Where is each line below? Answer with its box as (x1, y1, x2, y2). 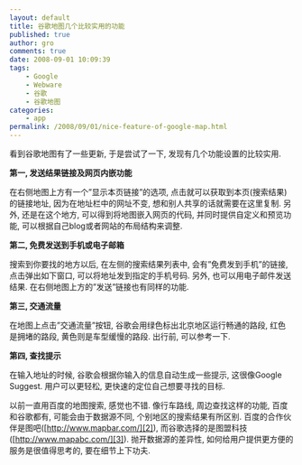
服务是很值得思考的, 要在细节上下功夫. (9, 445, 151, 456)
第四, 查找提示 (9, 350, 61, 361)
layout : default (9, 13, 70, 23)
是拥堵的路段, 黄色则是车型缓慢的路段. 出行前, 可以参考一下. (9, 331, 231, 341)
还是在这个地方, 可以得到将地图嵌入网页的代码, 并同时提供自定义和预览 (21, 209, 284, 219)
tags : (9, 64, 30, 73)
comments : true (9, 47, 67, 56)
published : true (9, 30, 70, 39)
